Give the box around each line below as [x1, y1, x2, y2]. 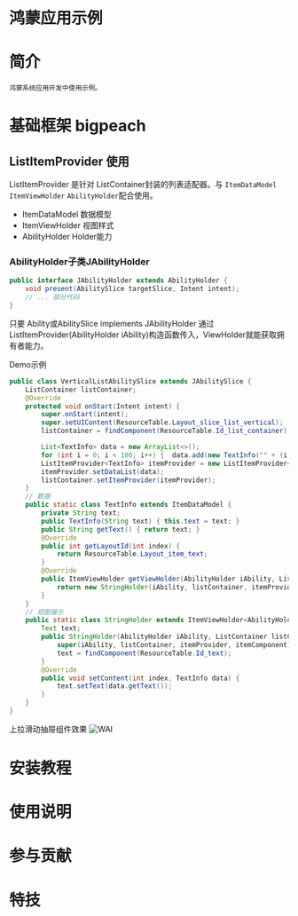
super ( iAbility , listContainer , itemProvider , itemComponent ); [56, 641, 295, 650]
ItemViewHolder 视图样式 [21, 220, 114, 231]
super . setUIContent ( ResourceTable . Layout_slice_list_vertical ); [41, 418, 284, 427]
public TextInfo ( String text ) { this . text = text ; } [41, 517, 240, 525]
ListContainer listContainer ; [25, 385, 137, 394]
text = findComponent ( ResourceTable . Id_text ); [56, 649, 232, 658]
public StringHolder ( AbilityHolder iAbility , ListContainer [41, 632, 268, 642]
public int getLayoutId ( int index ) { [41, 541, 180, 550]
